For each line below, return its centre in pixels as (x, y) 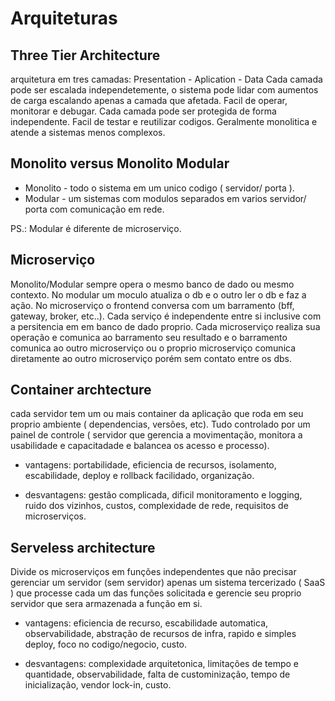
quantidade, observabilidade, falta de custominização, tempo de (157, 674)
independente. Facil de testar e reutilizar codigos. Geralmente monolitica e (164, 121)
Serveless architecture (83, 547)
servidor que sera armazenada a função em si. (106, 604)
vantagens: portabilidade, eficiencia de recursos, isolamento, (150, 465)
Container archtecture (81, 390)
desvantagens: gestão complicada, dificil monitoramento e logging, (163, 495)
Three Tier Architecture (85, 55)
